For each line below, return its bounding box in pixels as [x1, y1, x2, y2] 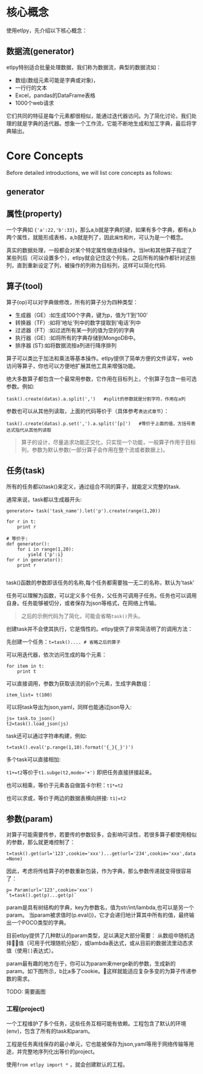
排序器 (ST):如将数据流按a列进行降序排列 [14, 341, 117, 349]
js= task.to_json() [6, 715, 56, 721]
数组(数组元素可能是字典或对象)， [14, 76, 99, 84]
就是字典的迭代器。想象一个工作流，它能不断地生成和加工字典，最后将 [16, 120, 192, 127]
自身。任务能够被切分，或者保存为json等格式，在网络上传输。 [6, 599, 160, 607]
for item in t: [6, 663, 45, 669]
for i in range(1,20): [17, 546, 74, 552]
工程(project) [6, 1005, 45, 1013]
